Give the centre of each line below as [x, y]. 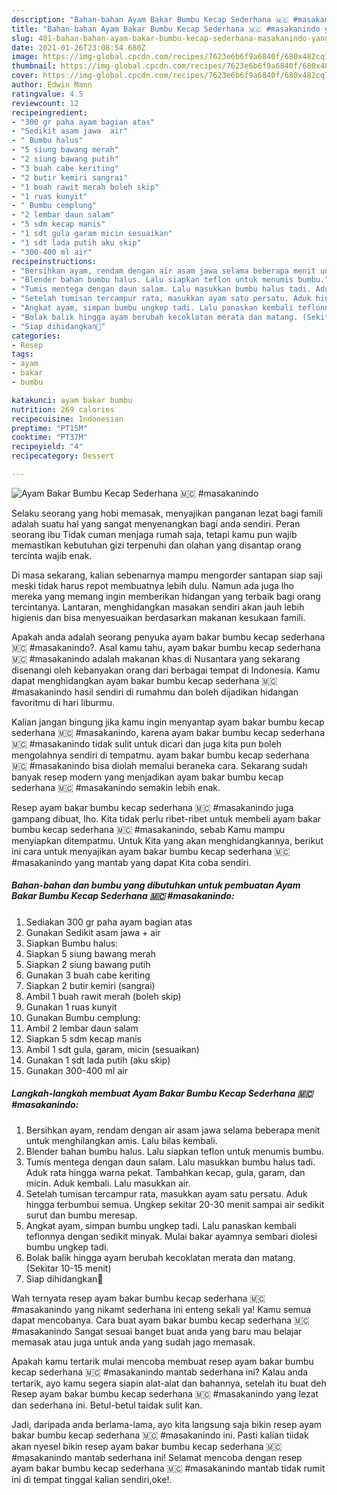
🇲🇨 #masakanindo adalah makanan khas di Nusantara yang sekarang [156, 658]
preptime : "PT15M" [49, 428]
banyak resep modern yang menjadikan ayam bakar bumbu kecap [147, 777]
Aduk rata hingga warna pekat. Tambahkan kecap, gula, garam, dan [165, 1172]
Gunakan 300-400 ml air [76, 1070]
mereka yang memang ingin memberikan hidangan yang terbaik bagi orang [166, 596]
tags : [22, 354]
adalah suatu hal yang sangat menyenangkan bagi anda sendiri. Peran [156, 523]
